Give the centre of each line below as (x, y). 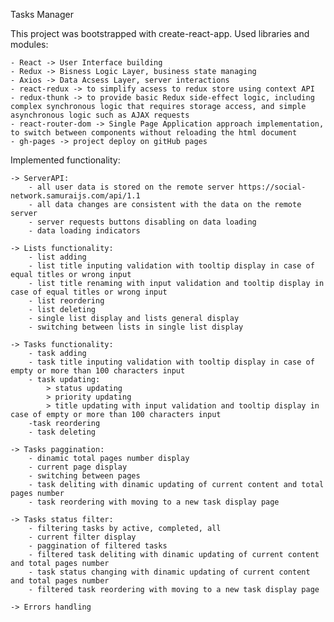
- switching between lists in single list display (136, 327)
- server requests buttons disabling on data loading (142, 222)
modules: (29, 44)
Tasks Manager (42, 14)
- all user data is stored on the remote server (131, 187)
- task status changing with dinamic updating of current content (169, 572)
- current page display (78, 467)
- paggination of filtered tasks (98, 546)
